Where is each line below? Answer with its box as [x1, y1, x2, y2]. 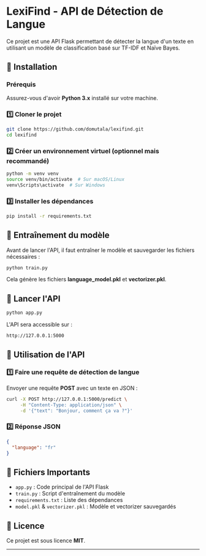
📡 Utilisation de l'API [6, 349, 85, 360]
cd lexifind [6, 132, 37, 138]
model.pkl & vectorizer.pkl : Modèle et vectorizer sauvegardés [15, 503, 177, 510]
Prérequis [6, 80, 36, 89]
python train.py [6, 265, 48, 271]
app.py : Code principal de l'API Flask [15, 483, 109, 491]
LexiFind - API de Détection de [6, 4, 164, 18]
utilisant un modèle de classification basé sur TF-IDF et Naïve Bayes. [6, 44, 180, 51]
